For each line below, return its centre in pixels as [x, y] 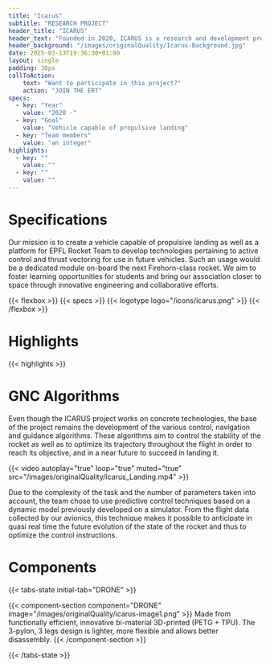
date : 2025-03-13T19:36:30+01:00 [64, 53]
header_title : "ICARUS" [48, 31]
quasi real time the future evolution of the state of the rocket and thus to [127, 526]
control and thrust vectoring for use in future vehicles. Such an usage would [134, 259]
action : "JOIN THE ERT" [63, 90]
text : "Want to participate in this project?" [102, 83]
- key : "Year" [39, 105]
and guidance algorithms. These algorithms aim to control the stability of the [135, 436]
